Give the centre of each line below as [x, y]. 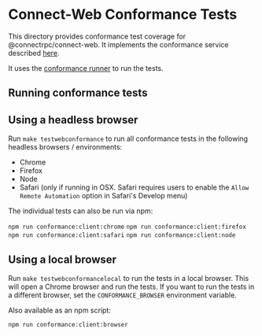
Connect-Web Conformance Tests [123, 15]
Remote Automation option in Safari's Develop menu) [103, 196]
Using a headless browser [73, 120]
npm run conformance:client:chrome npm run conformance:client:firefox [127, 227]
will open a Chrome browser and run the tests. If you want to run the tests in [131, 286]
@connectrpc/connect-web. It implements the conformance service [119, 44]
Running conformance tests [78, 93]
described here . [34, 53]
